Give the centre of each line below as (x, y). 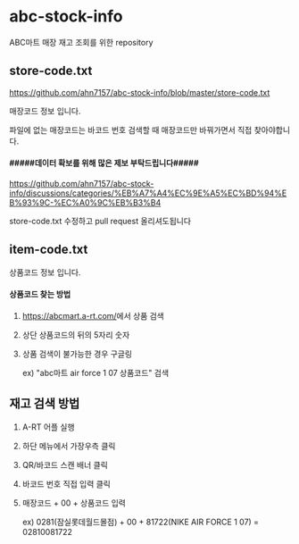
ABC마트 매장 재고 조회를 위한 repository (81, 42)
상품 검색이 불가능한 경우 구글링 (77, 354)
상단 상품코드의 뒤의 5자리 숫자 (76, 335)
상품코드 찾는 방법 (40, 294)
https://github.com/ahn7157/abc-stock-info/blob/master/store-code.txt (140, 92)
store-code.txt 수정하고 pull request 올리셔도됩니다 (100, 221)
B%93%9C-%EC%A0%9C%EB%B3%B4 (85, 202)
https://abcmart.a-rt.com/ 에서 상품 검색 (93, 315)
